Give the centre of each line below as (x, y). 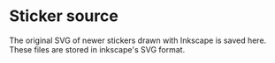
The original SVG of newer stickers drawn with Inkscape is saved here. (138, 40)
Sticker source (64, 16)
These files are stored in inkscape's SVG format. (97, 49)
